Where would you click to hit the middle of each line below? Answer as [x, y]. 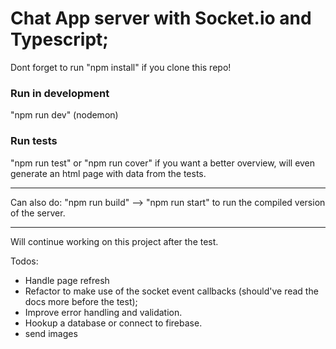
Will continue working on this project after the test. [114, 241]
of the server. [38, 213]
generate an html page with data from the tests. [108, 173]
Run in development [60, 93]
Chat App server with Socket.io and [161, 18]
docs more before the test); [81, 301]
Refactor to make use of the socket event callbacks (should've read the [171, 291]
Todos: [24, 261]
